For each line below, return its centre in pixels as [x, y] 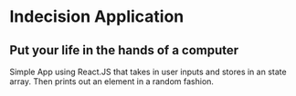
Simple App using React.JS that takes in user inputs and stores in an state [148, 72]
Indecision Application [97, 17]
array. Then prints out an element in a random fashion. [112, 82]
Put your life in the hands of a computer [124, 50]
